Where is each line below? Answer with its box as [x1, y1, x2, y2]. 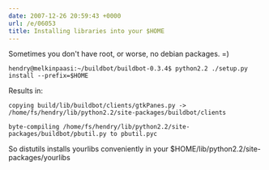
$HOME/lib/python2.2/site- [169, 144, 262, 154]
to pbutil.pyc [109, 130, 158, 138]
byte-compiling [8, 123, 60, 131]
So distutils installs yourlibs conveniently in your [8, 144, 169, 154]
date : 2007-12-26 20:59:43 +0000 [8, 11, 122, 20]
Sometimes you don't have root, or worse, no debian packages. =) [8, 49, 229, 59]
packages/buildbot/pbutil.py [8, 130, 107, 138]
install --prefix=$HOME [8, 72, 89, 80]
